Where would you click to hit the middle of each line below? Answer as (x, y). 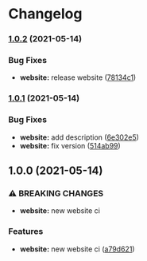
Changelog (45, 14)
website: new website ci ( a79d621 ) (77, 249)
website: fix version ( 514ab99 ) (70, 145)
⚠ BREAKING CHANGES (56, 193)
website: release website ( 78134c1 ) (78, 77)
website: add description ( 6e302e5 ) (79, 137)
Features (26, 231)
